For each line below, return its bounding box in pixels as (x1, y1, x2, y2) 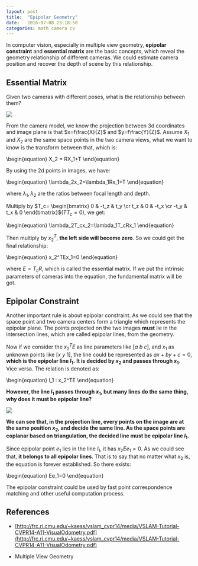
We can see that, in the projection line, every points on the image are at (6, 418, 184, 426)
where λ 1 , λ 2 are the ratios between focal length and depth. (6, 190, 151, 199)
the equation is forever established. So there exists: (6, 461, 131, 468)
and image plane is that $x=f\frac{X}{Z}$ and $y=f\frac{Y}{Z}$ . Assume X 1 (6, 129, 190, 137)
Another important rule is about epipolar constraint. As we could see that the (6, 312, 193, 319)
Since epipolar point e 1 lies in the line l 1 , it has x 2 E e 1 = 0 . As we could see (6, 445, 184, 453)
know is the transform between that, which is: (6, 143, 118, 151)
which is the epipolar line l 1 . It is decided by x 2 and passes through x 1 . (6, 357, 180, 366)
